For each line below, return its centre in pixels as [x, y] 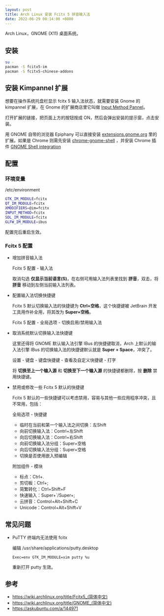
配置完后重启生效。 [25, 232]
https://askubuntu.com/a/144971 [45, 609]
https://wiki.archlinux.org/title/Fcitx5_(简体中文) [60, 597]
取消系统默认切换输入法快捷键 [42, 333]
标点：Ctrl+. [32, 476]
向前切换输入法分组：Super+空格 [53, 443]
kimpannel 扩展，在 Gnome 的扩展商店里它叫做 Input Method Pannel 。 [77, 107]
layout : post [18, 10]
